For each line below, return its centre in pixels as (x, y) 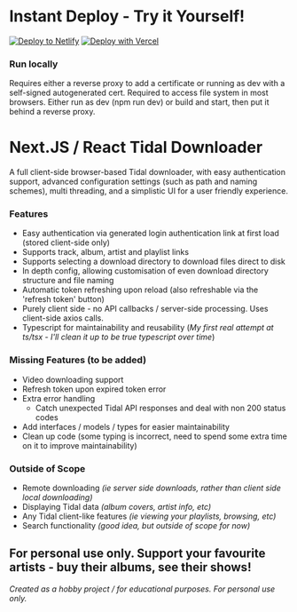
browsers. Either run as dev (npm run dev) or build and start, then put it (139, 102)
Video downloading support (73, 379)
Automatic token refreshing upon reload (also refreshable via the (140, 290)
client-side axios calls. (63, 318)
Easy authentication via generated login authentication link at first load (150, 234)
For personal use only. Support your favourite (137, 554)
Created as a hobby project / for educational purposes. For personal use (142, 589)
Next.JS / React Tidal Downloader (136, 147)
